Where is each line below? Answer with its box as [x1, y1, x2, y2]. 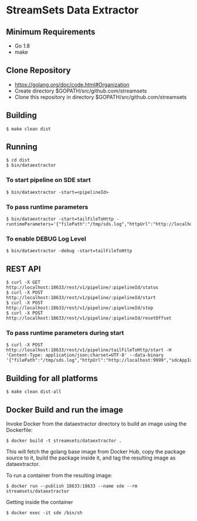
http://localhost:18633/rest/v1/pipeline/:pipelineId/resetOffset [6, 316, 172, 321]
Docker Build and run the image [6, 405, 123, 414]
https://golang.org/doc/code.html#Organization [14, 81, 130, 88]
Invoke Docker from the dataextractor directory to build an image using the [6, 420, 187, 427]
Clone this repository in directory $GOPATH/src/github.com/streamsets [14, 93, 187, 100]
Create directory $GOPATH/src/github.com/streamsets [14, 87, 147, 94]
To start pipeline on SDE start [6, 176, 91, 184]
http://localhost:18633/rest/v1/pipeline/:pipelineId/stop [6, 305, 154, 311]
